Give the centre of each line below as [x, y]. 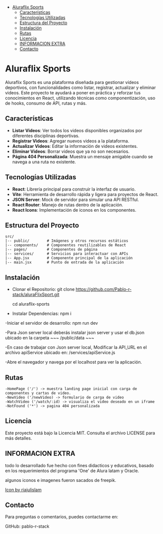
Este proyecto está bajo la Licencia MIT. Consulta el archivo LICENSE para [80, 433]
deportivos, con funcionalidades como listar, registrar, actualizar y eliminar [81, 87]
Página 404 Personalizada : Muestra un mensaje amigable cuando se [82, 156]
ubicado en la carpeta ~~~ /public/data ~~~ [50, 338]
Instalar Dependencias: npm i [42, 313]
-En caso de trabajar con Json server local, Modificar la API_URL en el [76, 347]
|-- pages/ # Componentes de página [51, 250]
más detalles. [19, 438]
